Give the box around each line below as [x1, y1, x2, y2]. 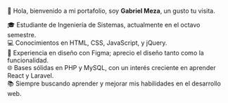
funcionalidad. [7, 56, 49, 64]
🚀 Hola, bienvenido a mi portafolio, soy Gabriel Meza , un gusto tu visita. [7, 7, 216, 15]
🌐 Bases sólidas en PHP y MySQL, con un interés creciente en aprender [7, 64, 216, 71]
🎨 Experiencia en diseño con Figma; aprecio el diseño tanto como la [7, 49, 204, 57]
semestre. [7, 31, 37, 39]
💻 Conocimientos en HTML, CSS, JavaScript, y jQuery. [7, 39, 167, 47]
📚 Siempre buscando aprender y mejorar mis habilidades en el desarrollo [7, 79, 222, 88]
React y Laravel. [7, 71, 54, 80]
